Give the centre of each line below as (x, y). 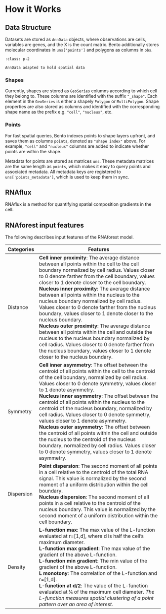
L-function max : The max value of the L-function (97, 530)
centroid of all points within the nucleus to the (92, 402)
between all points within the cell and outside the (95, 332)
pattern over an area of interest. (76, 605)
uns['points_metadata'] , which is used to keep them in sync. (67, 177)
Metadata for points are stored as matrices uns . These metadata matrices (80, 161)
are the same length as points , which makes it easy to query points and (78, 166)
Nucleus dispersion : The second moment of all (94, 497)
